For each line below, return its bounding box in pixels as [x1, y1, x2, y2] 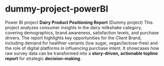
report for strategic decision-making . [5, 55, 82, 61]
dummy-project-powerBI [5, 3, 109, 15]
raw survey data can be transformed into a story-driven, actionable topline [5, 50, 158, 56]
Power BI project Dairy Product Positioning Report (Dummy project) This [5, 19, 153, 25]
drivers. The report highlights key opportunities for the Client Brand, [5, 35, 142, 41]
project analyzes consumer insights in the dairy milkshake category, [5, 24, 142, 30]
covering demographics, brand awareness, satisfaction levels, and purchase [5, 30, 159, 35]
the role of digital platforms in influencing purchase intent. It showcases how [5, 45, 160, 51]
